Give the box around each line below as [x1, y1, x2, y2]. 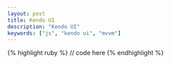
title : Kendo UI [7, 17, 55, 24]
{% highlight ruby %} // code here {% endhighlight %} [7, 49, 164, 57]
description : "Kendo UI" [7, 23, 80, 30]
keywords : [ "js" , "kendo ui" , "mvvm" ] [7, 29, 121, 37]
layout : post [7, 10, 46, 17]
